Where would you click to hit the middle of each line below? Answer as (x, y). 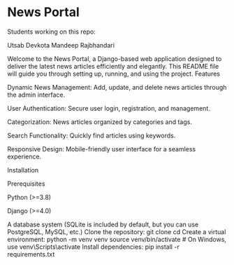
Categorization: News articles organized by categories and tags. (100, 122)
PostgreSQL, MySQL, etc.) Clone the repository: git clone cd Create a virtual (117, 231)
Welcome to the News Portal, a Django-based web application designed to (115, 59)
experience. (24, 156)
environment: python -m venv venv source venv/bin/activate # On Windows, (117, 239)
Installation (23, 170)
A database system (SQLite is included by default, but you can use (103, 224)
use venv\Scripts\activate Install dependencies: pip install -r (93, 247)
